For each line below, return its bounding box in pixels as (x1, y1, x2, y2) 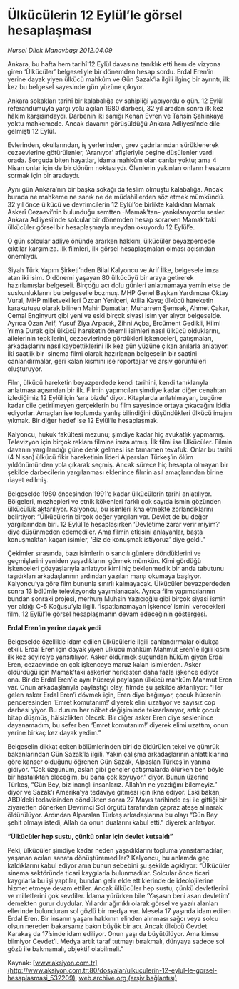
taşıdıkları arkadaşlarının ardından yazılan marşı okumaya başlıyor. (7, 572, 202, 580)
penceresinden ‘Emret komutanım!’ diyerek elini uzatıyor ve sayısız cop (7, 697, 216, 707)
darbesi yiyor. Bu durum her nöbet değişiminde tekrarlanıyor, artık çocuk (7, 705, 220, 714)
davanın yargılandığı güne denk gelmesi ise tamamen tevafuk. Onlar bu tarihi (7, 445, 233, 454)
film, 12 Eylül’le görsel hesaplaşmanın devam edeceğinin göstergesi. (7, 610, 208, 618)
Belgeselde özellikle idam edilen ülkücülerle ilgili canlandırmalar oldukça (7, 637, 219, 646)
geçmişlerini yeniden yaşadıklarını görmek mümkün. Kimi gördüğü (7, 556, 202, 565)
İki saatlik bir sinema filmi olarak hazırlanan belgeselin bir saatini (7, 349, 198, 357)
